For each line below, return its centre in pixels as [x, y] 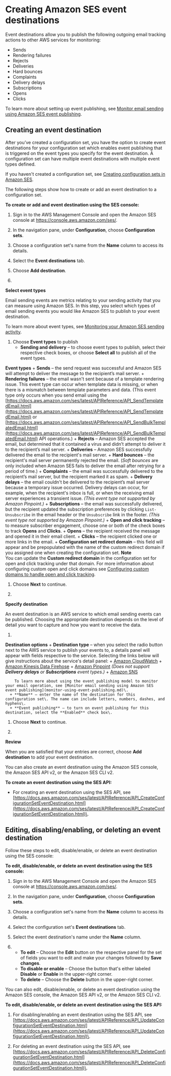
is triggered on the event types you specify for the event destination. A [79, 153]
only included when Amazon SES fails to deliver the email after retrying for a [85, 466]
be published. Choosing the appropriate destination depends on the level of [84, 619]
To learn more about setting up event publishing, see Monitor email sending [84, 108]
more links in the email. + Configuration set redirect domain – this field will [84, 542]
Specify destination [26, 604]
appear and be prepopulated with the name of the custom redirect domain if [85, 547]
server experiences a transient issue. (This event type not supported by [80, 498]
